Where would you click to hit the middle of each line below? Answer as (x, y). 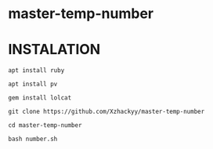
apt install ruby (36, 71)
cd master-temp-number (45, 125)
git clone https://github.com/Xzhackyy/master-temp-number (106, 112)
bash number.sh (33, 139)
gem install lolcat (40, 98)
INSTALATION (54, 50)
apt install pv (33, 84)
